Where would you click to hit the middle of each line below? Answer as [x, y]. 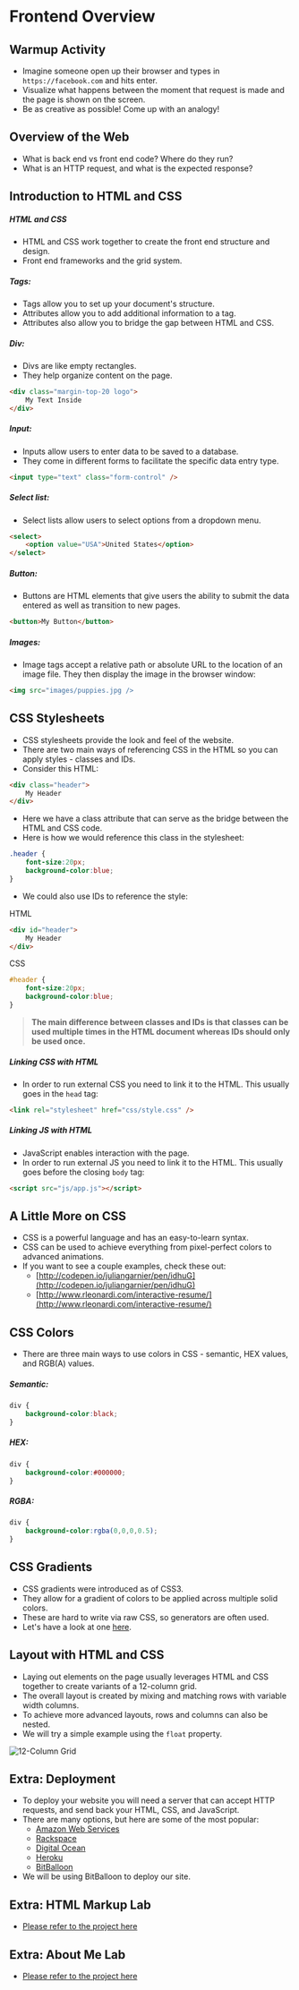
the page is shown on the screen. [84, 99]
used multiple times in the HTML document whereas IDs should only [161, 1031]
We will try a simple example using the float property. [122, 1733]
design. [36, 252]
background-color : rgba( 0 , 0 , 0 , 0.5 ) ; [92, 1531]
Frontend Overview [82, 17]
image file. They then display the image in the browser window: [139, 674]
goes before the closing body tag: [83, 1172]
